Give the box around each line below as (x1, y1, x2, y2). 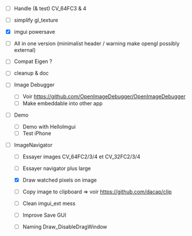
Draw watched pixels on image (22, 176, 97, 183)
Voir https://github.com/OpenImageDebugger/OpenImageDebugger (22, 93, 186, 100)
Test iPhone (22, 130, 52, 137)
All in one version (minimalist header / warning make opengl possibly (13, 40, 180, 47)
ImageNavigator (13, 141, 53, 148)
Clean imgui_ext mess (22, 200, 76, 207)
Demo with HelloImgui (22, 123, 76, 130)
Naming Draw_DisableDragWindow (22, 223, 107, 230)
